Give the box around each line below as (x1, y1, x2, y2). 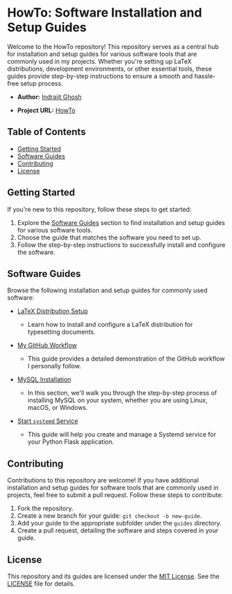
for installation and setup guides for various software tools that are (7, 50, 197, 58)
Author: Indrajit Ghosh (17, 92, 82, 101)
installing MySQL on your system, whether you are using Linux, (27, 396, 208, 404)
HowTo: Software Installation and (7, 5, 202, 21)
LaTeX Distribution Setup (17, 307, 89, 316)
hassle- (194, 71, 216, 80)
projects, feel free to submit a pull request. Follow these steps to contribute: (7, 491, 224, 499)
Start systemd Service (17, 417, 78, 425)
